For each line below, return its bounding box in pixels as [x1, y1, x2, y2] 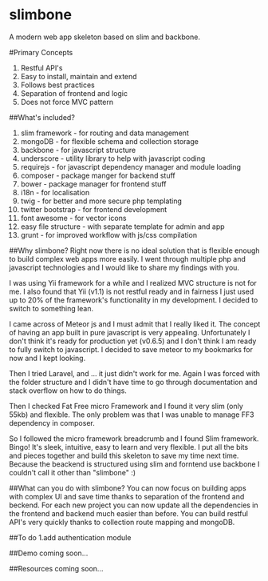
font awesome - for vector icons [20, 213, 127, 222]
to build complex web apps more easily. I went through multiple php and [9, 254, 246, 263]
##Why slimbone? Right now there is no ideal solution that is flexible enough [9, 246, 260, 255]
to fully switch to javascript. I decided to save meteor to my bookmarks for [9, 344, 254, 354]
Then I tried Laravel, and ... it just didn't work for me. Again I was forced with [9, 368, 261, 378]
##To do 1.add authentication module [9, 532, 132, 542]
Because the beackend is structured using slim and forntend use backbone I [9, 459, 260, 469]
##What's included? [9, 112, 75, 122]
